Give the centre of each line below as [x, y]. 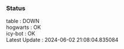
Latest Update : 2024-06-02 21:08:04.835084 [62, 40]
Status [16, 8]
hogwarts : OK [24, 27]
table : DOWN [23, 21]
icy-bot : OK [21, 34]
